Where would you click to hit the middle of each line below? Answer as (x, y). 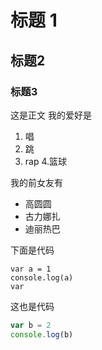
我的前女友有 (36, 182)
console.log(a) (42, 277)
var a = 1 (31, 269)
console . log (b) (42, 334)
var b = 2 (31, 325)
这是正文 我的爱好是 (51, 115)
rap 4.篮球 (46, 161)
